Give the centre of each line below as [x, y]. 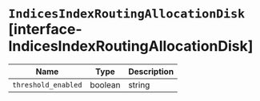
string [139, 84]
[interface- [45, 29]
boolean [105, 84]
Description [151, 72]
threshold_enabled [47, 85]
